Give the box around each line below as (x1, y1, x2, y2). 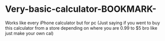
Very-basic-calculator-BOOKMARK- (5, 3, 157, 15)
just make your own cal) (5, 30, 54, 36)
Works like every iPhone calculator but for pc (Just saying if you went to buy (5, 20, 160, 26)
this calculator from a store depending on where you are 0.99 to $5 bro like (5, 25, 158, 31)
